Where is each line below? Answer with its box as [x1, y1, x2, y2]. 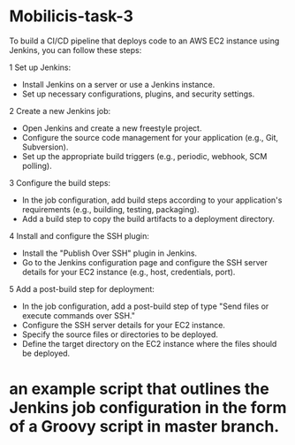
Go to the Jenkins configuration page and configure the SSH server [21, 257, 268, 267]
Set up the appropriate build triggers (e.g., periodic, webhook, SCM [21, 150, 268, 161]
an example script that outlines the [9, 379, 269, 399]
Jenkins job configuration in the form [9, 398, 287, 418]
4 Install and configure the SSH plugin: [9, 230, 150, 241]
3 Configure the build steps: [9, 177, 111, 188]
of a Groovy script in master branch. [9, 417, 280, 437]
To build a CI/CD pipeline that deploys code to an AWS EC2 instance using [9, 35, 280, 46]
